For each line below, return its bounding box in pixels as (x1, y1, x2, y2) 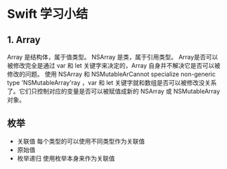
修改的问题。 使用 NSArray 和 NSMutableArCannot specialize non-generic (7, 70, 216, 78)
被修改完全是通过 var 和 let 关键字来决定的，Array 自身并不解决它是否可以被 (7, 62, 221, 69)
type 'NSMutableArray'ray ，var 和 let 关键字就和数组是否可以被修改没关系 (7, 79, 217, 86)
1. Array (7, 34, 41, 45)
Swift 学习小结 (7, 6, 88, 22)
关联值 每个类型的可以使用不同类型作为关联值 (16, 137, 145, 145)
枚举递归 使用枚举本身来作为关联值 (16, 154, 115, 162)
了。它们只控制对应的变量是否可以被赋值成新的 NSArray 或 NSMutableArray (7, 87, 220, 95)
